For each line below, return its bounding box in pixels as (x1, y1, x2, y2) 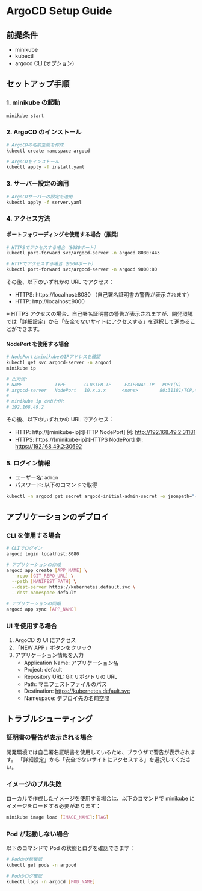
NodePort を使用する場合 (6, 340, 69, 347)
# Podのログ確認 (6, 873, 43, 879)
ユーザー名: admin (14, 474, 58, 481)
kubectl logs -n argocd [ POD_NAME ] (6, 878, 96, 884)
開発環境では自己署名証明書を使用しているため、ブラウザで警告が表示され (6, 748, 191, 755)
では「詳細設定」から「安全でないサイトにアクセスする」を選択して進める (6, 318, 191, 325)
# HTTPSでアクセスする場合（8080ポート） (6, 244, 99, 251)
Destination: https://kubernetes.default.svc (23, 687, 130, 694)
